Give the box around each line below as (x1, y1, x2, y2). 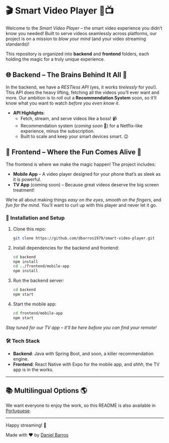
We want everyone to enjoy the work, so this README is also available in (6, 402, 156, 408)
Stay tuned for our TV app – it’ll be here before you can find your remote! (6, 324, 157, 330)
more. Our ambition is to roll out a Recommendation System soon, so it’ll (6, 94, 157, 100)
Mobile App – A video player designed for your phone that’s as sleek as (13, 171, 161, 177)
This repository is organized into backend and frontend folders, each (6, 51, 149, 57)
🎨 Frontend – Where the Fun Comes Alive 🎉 (6, 148, 142, 157)
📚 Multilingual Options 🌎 (6, 386, 87, 395)
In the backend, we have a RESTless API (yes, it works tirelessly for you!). (6, 84, 157, 90)
